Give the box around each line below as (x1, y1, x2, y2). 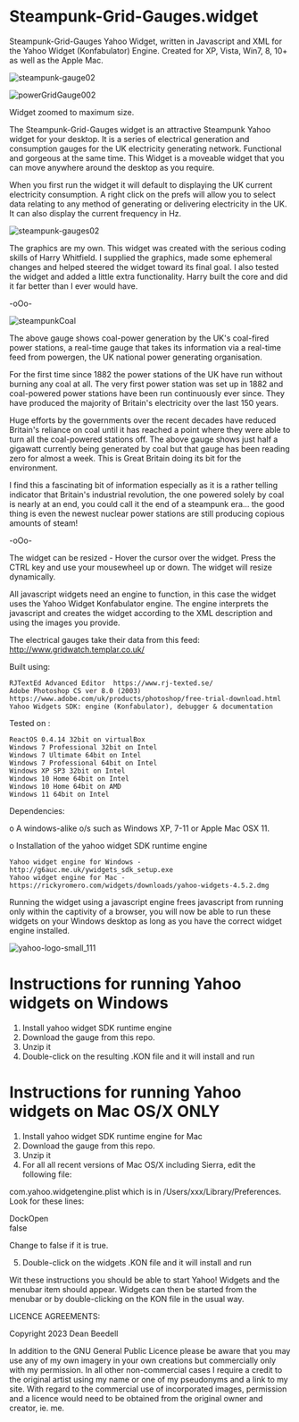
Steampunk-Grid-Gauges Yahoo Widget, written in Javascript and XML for (9, 36, 283, 47)
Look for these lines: (9, 1196, 85, 1206)
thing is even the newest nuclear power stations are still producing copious (9, 508, 286, 519)
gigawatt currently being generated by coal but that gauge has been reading (9, 443, 290, 453)
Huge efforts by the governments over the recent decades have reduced (9, 414, 277, 426)
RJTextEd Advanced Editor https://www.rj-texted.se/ (9, 678, 214, 688)
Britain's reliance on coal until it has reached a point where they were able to (9, 424, 291, 435)
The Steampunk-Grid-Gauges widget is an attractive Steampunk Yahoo (9, 123, 271, 135)
